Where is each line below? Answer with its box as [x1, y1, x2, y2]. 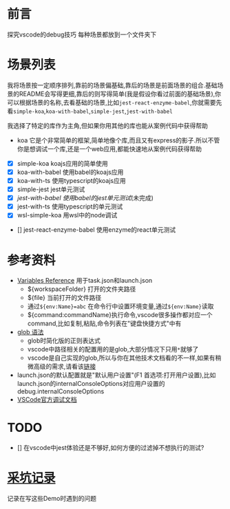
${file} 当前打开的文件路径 [27, 294, 102, 302]
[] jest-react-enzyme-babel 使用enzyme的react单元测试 [17, 226, 176, 234]
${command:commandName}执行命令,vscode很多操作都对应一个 [27, 311, 213, 319]
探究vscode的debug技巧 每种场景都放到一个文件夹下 [7, 30, 157, 39]
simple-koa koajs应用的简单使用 [17, 159, 108, 167]
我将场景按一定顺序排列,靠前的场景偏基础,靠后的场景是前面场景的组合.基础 [7, 80, 218, 89]
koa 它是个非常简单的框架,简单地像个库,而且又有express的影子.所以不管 [17, 136, 220, 144]
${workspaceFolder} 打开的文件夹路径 [27, 285, 136, 293]
